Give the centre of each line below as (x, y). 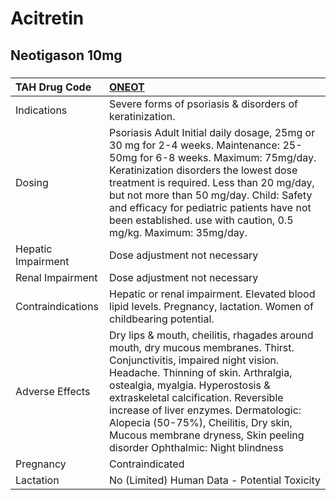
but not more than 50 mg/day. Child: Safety (211, 195)
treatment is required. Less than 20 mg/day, (212, 182)
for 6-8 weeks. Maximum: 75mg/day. (228, 157)
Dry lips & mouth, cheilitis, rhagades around (211, 335)
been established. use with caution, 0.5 (201, 220)
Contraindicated (147, 464)
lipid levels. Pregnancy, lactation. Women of (211, 306)
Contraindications (57, 306)
